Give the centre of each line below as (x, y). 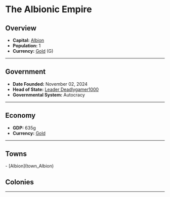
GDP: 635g (24, 127)
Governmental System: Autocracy (49, 94)
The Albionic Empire (49, 9)
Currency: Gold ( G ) (33, 51)
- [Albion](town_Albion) (30, 166)
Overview (21, 28)
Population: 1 (27, 46)
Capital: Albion (28, 40)
